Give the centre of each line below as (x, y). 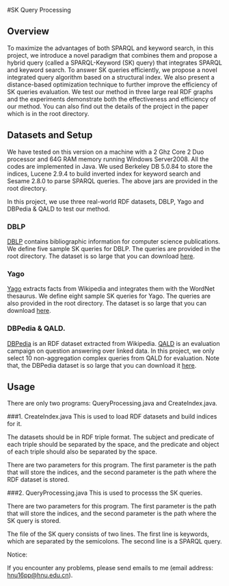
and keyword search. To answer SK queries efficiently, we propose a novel (112, 70)
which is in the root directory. (48, 113)
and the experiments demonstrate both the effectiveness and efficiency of (112, 99)
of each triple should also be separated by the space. (82, 452)
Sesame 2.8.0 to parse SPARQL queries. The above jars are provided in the (112, 180)
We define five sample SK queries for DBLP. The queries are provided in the (114, 248)
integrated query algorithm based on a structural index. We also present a (111, 77)
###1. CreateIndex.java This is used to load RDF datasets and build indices (112, 417)
